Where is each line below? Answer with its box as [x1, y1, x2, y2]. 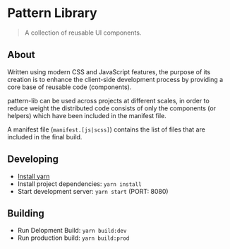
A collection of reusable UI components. [24, 28, 142, 37]
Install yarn [17, 172, 50, 180]
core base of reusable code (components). [7, 83, 132, 91]
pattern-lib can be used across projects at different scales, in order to [7, 96, 210, 105]
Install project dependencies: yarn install [17, 179, 143, 188]
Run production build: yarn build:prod [17, 233, 130, 242]
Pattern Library [7, 5, 97, 21]
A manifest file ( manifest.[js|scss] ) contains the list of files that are [7, 125, 206, 134]
